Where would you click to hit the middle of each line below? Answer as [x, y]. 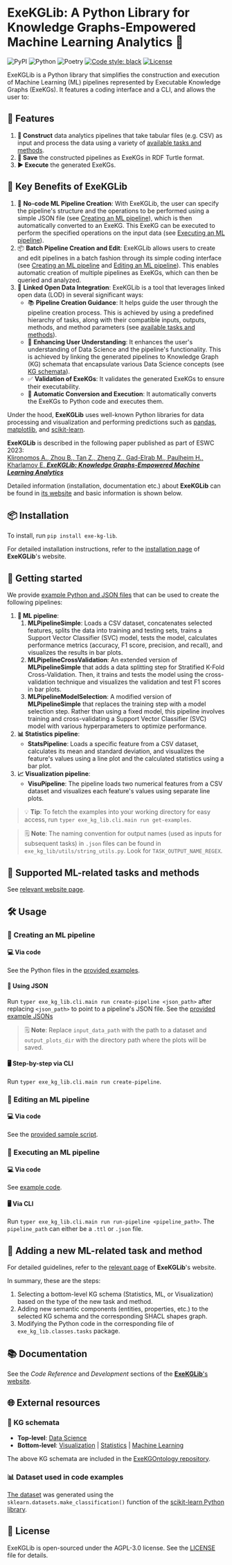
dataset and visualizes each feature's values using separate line [119, 791]
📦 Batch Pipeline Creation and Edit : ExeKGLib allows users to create [116, 248]
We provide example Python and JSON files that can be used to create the [113, 595]
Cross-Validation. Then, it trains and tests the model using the [116, 675]
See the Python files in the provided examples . [74, 970]
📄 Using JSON [28, 986]
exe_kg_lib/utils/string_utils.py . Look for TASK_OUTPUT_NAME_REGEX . [123, 851]
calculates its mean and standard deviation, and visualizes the [116, 751]
